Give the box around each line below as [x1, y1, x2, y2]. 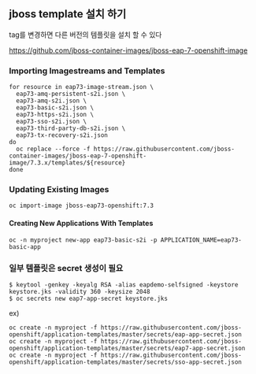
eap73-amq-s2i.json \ [16, 97, 87, 105]
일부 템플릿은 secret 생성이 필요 [9, 262, 124, 273]
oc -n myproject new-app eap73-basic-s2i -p [9, 235, 158, 244]
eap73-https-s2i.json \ [16, 111, 94, 119]
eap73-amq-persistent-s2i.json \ [16, 90, 126, 98]
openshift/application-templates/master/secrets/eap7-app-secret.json [9, 344, 246, 352]
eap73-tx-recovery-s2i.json [16, 131, 109, 139]
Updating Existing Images [9, 184, 109, 195]
